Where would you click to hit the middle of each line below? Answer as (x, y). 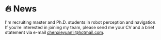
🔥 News (21, 9)
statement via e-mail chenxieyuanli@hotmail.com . (55, 32)
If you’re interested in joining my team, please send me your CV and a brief (80, 27)
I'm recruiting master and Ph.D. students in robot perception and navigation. (81, 22)
